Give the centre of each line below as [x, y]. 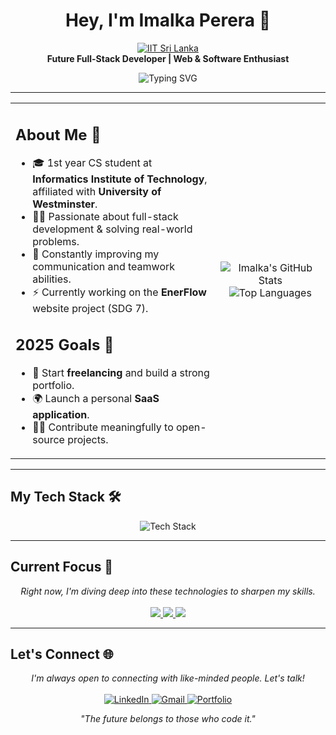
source [48, 439]
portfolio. [53, 385]
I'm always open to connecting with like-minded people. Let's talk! [168, 678]
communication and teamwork [104, 267]
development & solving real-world [112, 229]
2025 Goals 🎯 [65, 345]
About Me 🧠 [58, 134]
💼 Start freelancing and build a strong [121, 372]
